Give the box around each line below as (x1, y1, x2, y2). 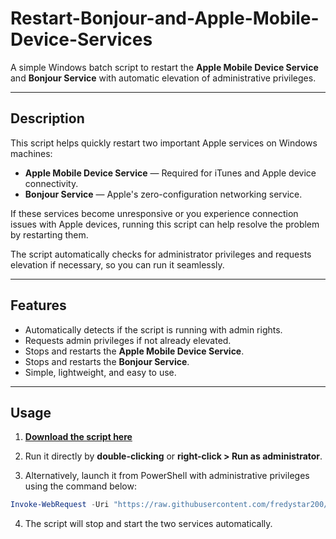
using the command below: (24, 480, 137, 492)
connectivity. (24, 177, 79, 189)
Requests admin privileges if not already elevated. (24, 334, 232, 346)
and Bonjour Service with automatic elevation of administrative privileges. (10, 72, 317, 84)
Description (10, 110, 85, 127)
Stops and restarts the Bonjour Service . (24, 355, 190, 367)
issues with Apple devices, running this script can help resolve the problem (10, 218, 320, 230)
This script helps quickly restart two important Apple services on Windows (10, 137, 318, 149)
